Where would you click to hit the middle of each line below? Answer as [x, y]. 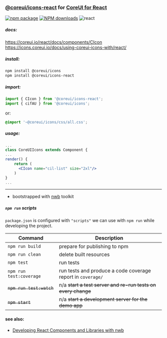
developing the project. [29, 226]
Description [109, 238]
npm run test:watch [31, 288]
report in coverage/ [81, 277]
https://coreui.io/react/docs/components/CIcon [54, 42]
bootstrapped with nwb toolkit [43, 197]
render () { [16, 159]
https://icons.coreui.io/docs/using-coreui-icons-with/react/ [66, 48]
